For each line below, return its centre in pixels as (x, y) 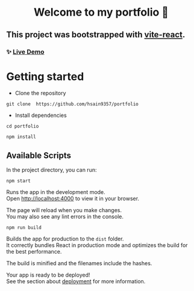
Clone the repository (40, 93)
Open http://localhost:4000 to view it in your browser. (73, 199)
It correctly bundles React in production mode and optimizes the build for (97, 245)
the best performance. (34, 252)
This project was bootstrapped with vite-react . (96, 35)
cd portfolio (23, 127)
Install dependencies (41, 115)
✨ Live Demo (25, 52)
